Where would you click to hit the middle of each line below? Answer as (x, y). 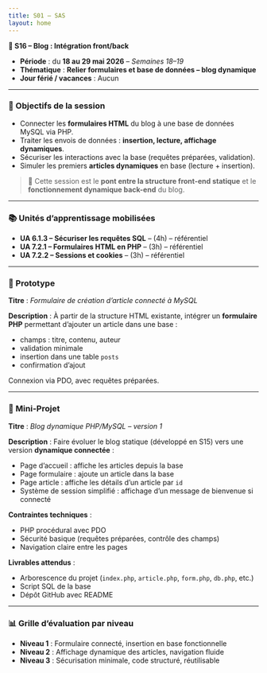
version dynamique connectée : (61, 449)
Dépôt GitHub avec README (66, 594)
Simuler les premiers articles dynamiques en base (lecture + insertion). (137, 165)
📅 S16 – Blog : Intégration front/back (69, 45)
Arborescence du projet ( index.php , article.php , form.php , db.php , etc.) (137, 578)
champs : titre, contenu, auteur (70, 340)
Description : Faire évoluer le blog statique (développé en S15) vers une (126, 442)
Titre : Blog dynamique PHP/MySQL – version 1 (85, 426)
